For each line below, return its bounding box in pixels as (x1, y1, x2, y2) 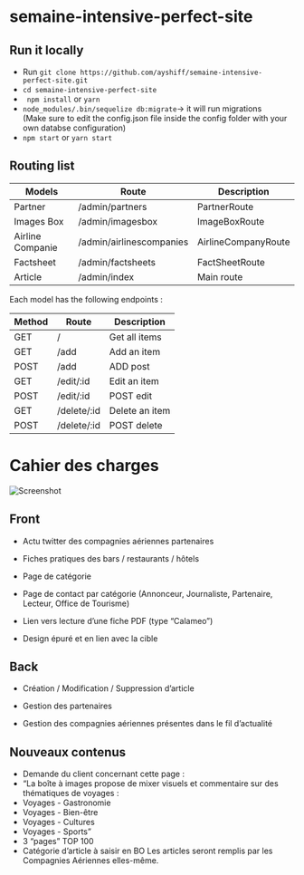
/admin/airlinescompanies (78, 236, 189, 248)
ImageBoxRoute (197, 215, 265, 227)
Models (24, 185, 59, 197)
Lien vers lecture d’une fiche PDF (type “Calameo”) (22, 615, 214, 626)
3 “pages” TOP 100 (22, 836, 94, 847)
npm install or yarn (26, 93, 100, 104)
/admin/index (78, 270, 135, 283)
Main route (197, 270, 243, 283)
